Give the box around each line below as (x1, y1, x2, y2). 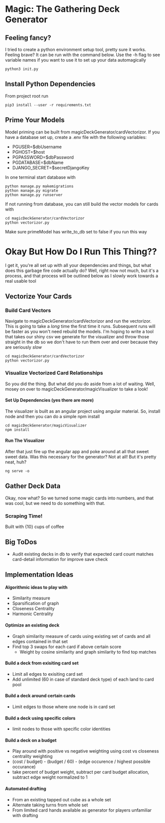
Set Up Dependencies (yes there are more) (5, 397, 94, 403)
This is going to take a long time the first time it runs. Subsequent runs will (5, 324, 156, 329)
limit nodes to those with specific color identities (12, 726, 111, 732)
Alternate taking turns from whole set (12, 802, 88, 808)
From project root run (5, 93, 48, 99)
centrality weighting (12, 754, 53, 759)
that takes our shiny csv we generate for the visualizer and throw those (5, 334, 149, 340)
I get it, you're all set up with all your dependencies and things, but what (5, 262, 151, 268)
